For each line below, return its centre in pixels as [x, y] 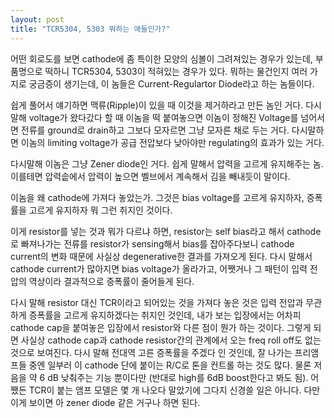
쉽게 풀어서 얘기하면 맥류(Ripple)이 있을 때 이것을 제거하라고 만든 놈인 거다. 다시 [166, 105]
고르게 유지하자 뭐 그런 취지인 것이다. [100, 210]
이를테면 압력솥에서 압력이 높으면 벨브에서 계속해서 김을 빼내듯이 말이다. [150, 176]
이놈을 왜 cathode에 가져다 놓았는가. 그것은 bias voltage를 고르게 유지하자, [157, 197]
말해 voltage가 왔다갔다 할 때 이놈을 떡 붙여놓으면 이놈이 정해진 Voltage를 [154, 117]
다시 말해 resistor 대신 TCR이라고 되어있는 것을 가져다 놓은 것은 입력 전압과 [157, 302]
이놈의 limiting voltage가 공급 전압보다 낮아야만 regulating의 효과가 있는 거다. [172, 142]
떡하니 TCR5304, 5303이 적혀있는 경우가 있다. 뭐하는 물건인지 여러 [176, 71]
